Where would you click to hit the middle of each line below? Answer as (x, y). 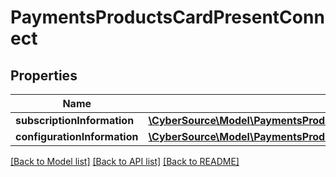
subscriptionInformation (75, 120)
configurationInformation (77, 136)
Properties (44, 75)
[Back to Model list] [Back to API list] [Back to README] (125, 161)
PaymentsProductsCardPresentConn (167, 17)
